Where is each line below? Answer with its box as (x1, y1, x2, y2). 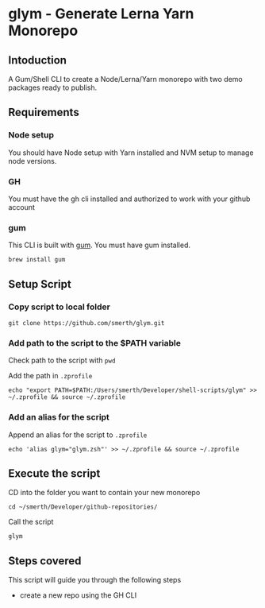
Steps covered (8, 554, 82, 567)
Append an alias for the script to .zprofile (8, 430, 148, 440)
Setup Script (8, 277, 71, 291)
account (8, 202, 36, 211)
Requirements (8, 106, 79, 119)
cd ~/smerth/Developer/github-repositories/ (8, 503, 158, 511)
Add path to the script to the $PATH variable (8, 337, 181, 348)
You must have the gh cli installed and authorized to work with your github (8, 194, 251, 203)
